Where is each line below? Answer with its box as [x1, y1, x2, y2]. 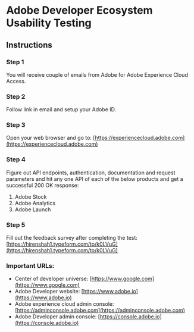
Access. [6, 77, 26, 84]
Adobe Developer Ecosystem [6, 4, 153, 17]
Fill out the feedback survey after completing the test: [6, 234, 138, 242]
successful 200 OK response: [6, 181, 79, 189]
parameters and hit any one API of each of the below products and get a [6, 175, 183, 182]
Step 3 [6, 121, 26, 129]
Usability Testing [6, 16, 92, 30]
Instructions [6, 40, 52, 50]
